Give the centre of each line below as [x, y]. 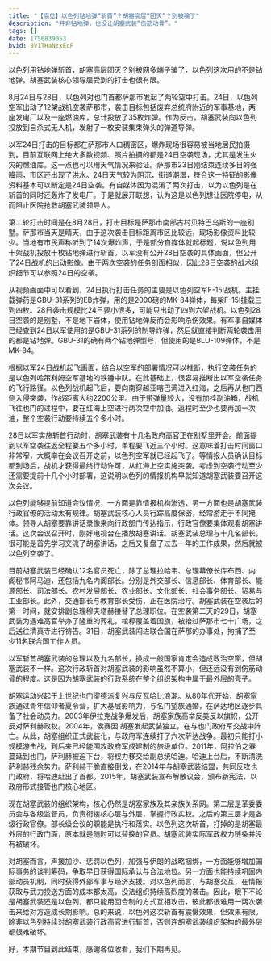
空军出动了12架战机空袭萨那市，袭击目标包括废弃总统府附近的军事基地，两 [132, 107]
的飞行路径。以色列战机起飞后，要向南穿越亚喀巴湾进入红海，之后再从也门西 [135, 388]
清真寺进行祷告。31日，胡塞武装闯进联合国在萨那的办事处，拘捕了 [139, 632]
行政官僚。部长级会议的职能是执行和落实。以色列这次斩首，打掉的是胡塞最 [139, 824]
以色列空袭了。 [33, 553]
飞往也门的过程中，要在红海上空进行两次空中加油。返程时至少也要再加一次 [132, 408]
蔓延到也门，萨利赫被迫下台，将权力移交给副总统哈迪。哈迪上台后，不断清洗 [135, 757]
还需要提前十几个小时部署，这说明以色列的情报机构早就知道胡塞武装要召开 [132, 476]
